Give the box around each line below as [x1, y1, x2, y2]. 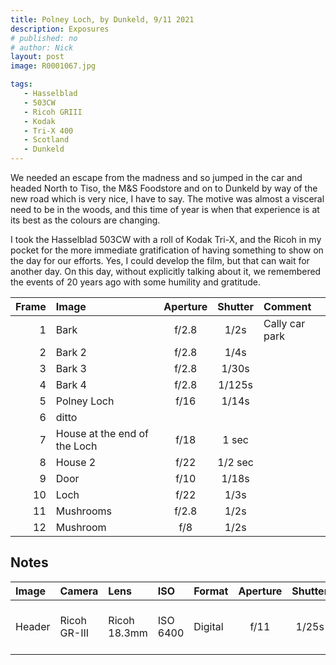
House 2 [55, 456, 97, 469]
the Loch [55, 439, 98, 453]
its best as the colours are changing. [10, 214, 161, 226]
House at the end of [55, 427, 150, 440]
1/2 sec [217, 456, 254, 469]
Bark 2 [55, 346, 87, 359]
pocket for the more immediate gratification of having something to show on [10, 244, 324, 256]
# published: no [10, 33, 78, 43]
